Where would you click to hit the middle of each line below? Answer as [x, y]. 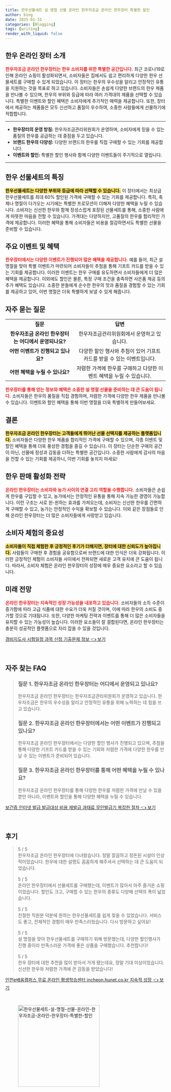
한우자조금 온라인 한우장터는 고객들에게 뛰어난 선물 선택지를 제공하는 [73, 433]
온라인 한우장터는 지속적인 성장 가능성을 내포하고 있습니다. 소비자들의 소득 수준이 [85, 603]
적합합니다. [16, 113]
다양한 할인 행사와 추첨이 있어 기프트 [120, 351]
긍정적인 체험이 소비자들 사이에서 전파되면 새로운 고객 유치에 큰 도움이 [84, 559]
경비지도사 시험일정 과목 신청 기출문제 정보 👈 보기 [55, 639]
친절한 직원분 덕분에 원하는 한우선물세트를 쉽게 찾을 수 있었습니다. [83, 915]
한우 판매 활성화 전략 [35, 476]
